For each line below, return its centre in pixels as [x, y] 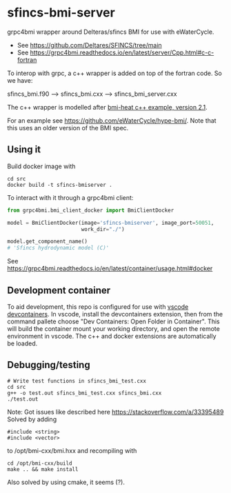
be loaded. [22, 343]
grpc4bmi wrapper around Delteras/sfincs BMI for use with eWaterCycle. [111, 32]
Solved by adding [32, 419]
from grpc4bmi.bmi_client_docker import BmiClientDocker [91, 210]
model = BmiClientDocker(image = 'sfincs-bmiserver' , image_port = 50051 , [111, 223]
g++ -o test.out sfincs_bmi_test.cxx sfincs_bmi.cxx [84, 393]
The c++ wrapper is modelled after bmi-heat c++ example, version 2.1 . [108, 107]
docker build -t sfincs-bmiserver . [60, 185]
